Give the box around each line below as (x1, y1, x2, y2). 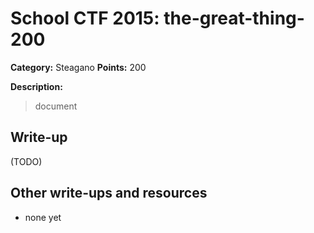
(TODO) (10, 155, 43, 167)
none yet (24, 211, 62, 223)
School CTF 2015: (10, 7, 160, 30)
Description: (10, 80, 63, 92)
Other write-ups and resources (10, 185, 208, 202)
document (34, 100, 78, 112)
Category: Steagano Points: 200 (10, 61, 147, 73)
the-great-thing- (163, 7, 305, 30)
